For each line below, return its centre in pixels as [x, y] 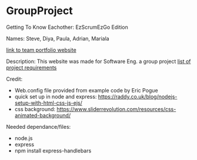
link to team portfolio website [41, 50]
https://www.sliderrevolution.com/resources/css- [116, 109]
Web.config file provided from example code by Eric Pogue [86, 90]
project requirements [31, 67]
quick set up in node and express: [56, 96]
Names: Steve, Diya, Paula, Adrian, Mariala [58, 38]
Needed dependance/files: [39, 126]
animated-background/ [43, 115]
